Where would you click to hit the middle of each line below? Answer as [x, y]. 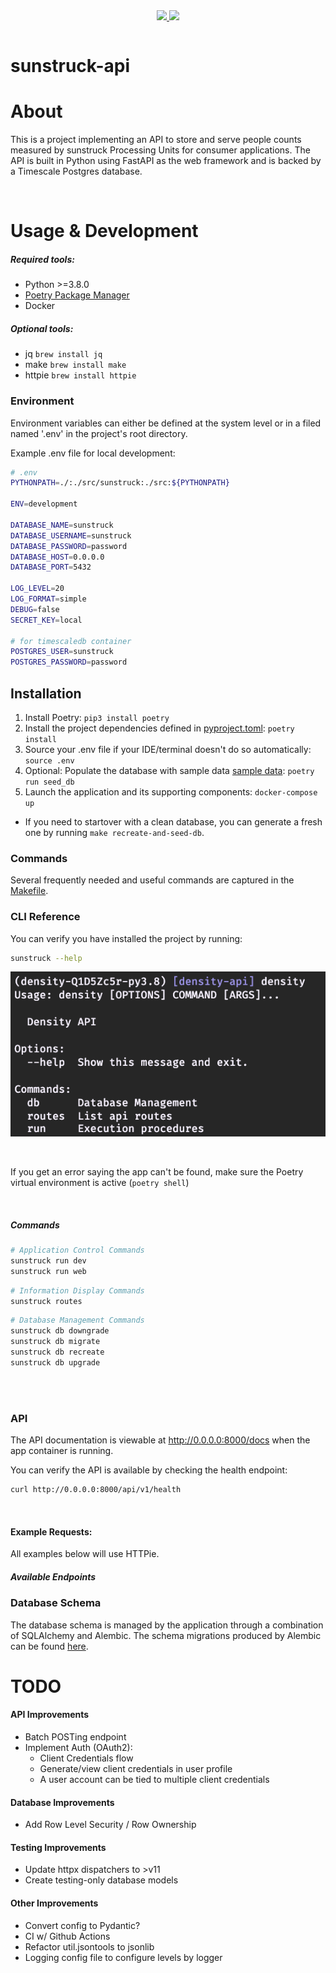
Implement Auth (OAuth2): [78, 1747]
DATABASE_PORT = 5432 [51, 567]
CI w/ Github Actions [67, 1936]
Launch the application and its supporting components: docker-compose [171, 791]
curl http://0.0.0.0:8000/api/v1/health [96, 1490]
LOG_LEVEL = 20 [37, 589]
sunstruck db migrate [55, 1342]
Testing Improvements [58, 1847]
